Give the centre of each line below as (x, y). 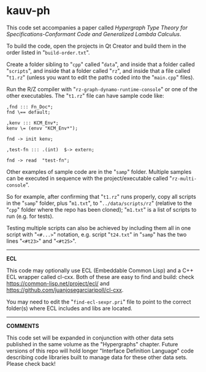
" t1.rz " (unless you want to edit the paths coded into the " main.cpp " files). (101, 77)
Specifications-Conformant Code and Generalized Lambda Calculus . (94, 34)
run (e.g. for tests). (30, 216)
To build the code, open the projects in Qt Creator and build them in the (97, 46)
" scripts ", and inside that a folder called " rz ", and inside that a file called (98, 70)
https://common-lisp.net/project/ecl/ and (58, 283)
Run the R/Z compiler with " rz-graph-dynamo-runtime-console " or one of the (102, 89)
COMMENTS (23, 325)
